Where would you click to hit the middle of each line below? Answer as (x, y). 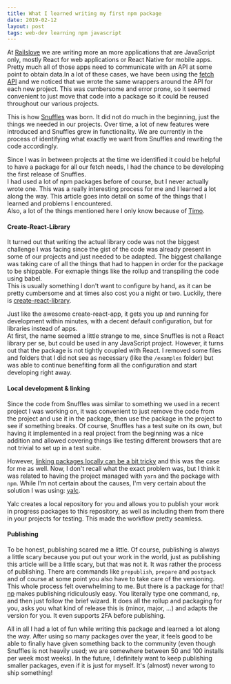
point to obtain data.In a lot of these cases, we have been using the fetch (111, 74)
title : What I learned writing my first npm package (84, 13)
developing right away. (40, 372)
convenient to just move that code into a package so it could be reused (108, 97)
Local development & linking (49, 389)
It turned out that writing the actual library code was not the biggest (103, 242)
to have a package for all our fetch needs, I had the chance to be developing (115, 167)
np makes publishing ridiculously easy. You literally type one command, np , (113, 593)
